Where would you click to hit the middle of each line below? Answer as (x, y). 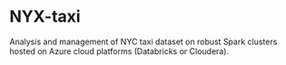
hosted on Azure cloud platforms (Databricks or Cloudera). (119, 51)
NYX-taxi (45, 17)
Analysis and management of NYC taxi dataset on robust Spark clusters (143, 42)
